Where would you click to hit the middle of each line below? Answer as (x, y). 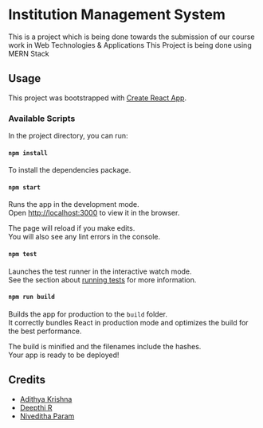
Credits (27, 380)
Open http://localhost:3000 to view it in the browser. (94, 213)
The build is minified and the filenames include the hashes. (105, 346)
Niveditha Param (47, 416)
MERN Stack (29, 53)
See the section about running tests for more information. (102, 279)
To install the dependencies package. (70, 170)
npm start (25, 187)
